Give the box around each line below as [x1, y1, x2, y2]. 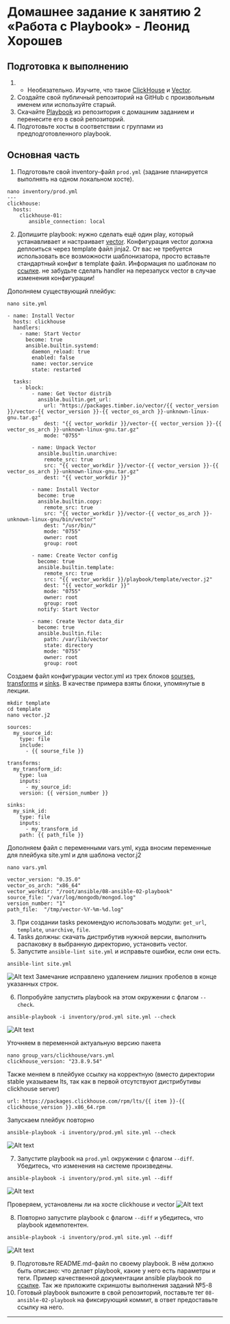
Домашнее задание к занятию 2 [7, 4, 202, 20]
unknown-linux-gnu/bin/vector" [7, 516, 97, 523]
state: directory [43, 642, 94, 649]
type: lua [19, 771, 48, 778]
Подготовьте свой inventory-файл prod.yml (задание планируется [16, 167, 208, 175]
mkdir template [7, 699, 51, 706]
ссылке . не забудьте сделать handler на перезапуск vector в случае [16, 266, 217, 275]
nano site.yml [7, 300, 48, 307]
